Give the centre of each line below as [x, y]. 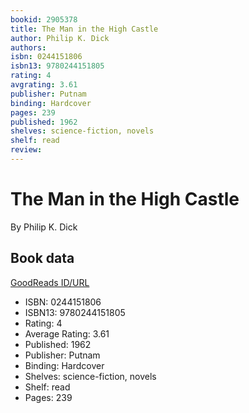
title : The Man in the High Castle [84, 29]
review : [26, 150]
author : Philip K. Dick [60, 38]
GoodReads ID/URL [50, 282]
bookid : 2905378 [44, 19]
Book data [42, 258]
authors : [28, 47]
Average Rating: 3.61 [67, 333]
